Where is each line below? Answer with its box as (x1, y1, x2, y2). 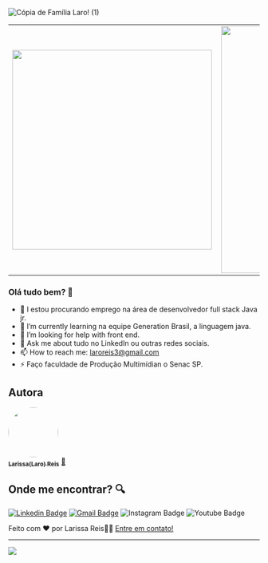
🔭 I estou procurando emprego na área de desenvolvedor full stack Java (19, 304, 258, 315)
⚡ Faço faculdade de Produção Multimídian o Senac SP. (19, 359, 203, 369)
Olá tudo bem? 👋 (8, 286, 73, 297)
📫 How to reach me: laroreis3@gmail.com (19, 347, 160, 357)
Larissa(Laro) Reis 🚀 (8, 457, 66, 468)
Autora (8, 386, 44, 399)
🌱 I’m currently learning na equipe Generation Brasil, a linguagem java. (19, 322, 251, 331)
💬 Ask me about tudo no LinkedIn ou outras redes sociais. (19, 339, 210, 348)
